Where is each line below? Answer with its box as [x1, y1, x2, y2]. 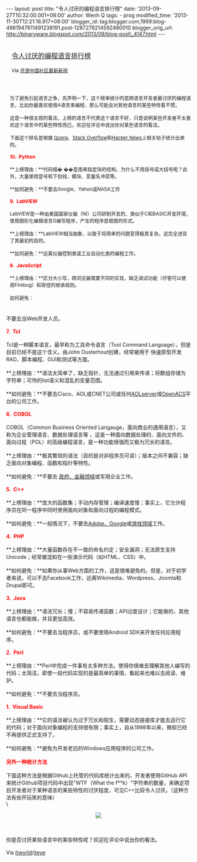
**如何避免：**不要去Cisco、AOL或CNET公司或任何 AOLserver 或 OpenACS [6, 390, 186, 397]
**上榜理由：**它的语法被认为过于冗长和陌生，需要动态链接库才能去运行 [6, 716, 181, 723]
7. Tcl [6, 328, 21, 335]
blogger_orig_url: [132, 24, 173, 31]
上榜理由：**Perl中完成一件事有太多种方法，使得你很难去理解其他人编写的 [11, 662, 191, 669]
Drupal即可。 [6, 582, 38, 589]
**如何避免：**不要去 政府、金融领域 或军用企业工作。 [6, 473, 136, 480]
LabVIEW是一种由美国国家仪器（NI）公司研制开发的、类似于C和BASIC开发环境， [9, 210, 191, 217]
